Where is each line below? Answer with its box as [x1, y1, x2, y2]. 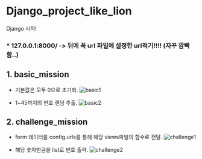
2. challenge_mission [6, 117, 88, 127]
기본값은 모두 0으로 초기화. [14, 86, 78, 93]
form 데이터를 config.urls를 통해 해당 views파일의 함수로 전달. [14, 134, 163, 141]
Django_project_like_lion [6, 4, 132, 18]
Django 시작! [6, 25, 37, 32]
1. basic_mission [6, 69, 69, 79]
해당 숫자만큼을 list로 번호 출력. [14, 146, 89, 154]
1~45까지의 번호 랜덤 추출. [14, 99, 77, 106]
